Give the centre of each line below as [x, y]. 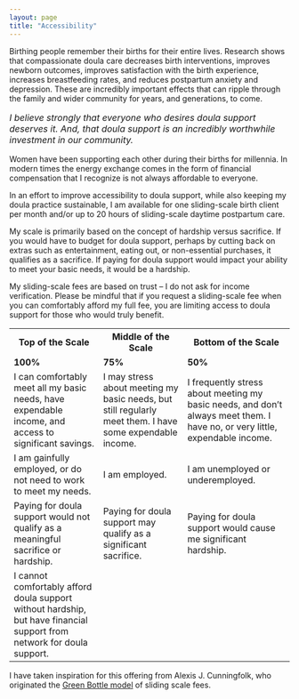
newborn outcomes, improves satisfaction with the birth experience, [134, 70]
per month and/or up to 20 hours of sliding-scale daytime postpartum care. [147, 213]
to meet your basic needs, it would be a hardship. [100, 269]
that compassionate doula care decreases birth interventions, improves [140, 60]
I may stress [128, 376]
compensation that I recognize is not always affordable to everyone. [133, 178]
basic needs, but [137, 398]
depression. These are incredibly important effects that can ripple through [145, 89]
